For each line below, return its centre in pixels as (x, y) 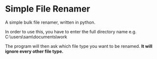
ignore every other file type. (34, 51)
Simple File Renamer (48, 9)
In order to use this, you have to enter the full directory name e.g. (71, 31)
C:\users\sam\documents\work (36, 37)
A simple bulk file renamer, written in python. (50, 22)
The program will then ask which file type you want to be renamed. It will (79, 46)
